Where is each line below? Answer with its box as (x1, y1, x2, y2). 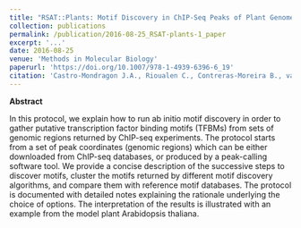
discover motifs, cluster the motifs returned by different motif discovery (9, 170, 273, 181)
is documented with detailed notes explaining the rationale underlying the (9, 189, 280, 199)
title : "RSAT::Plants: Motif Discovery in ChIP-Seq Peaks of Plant (9, 13, 267, 22)
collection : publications (9, 21, 106, 30)
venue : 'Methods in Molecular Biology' (9, 55, 159, 63)
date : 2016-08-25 (9, 46, 74, 55)
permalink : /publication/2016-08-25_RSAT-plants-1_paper (9, 30, 227, 38)
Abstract (9, 96, 43, 106)
